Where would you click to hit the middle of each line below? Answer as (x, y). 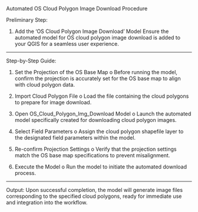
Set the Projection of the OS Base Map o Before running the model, (96, 72)
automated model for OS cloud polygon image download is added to (98, 37)
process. (25, 173)
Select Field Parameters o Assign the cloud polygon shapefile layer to (99, 131)
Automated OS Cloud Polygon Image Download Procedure (77, 9)
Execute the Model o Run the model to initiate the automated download (101, 167)
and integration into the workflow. (47, 202)
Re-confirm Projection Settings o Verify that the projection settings (95, 149)
